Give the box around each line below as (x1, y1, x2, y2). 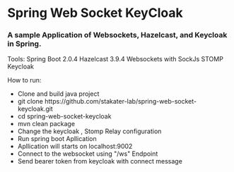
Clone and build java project (17, 90, 100, 98)
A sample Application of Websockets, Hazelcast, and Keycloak (7, 30, 228, 40)
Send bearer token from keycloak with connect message (17, 157, 182, 166)
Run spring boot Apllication (17, 135, 97, 143)
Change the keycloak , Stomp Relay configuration (17, 127, 162, 135)
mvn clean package (17, 120, 76, 128)
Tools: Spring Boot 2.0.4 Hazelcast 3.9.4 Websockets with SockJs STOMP (7, 55, 224, 63)
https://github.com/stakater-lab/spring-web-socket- (45, 97, 197, 106)
